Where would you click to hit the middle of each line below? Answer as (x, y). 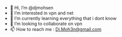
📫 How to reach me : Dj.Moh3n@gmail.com (56, 29)
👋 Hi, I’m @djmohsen (32, 8)
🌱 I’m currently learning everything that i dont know (63, 18)
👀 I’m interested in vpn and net (42, 13)
